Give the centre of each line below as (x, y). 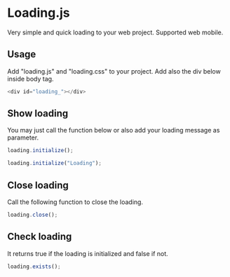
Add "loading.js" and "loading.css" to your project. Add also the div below (114, 71)
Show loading (38, 114)
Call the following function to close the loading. (75, 202)
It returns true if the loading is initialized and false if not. (88, 253)
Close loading (38, 185)
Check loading (40, 237)
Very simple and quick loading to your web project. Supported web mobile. (115, 32)
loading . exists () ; (34, 266)
